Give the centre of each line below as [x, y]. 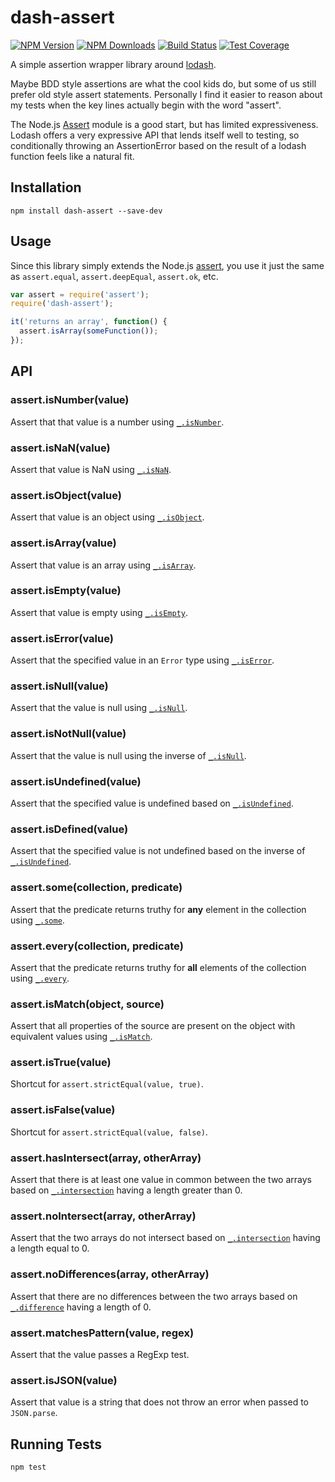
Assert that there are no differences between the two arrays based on [154, 1296]
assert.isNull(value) [59, 686]
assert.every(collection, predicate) [97, 946]
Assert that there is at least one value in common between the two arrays [161, 1180]
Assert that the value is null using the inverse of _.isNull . [128, 755]
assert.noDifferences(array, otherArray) [110, 1274]
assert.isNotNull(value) [68, 734]
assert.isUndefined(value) [76, 781]
